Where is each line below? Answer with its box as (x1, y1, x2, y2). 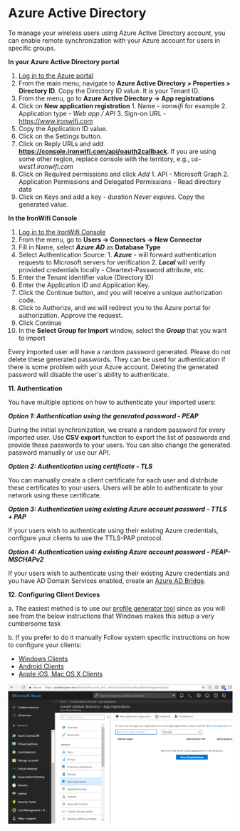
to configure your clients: (8, 640, 82, 649)
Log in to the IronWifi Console (18, 227, 106, 236)
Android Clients (18, 661, 64, 671)
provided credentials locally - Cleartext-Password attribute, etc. (18, 265, 206, 274)
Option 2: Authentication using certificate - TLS (8, 462, 152, 470)
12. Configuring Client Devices (8, 590, 100, 599)
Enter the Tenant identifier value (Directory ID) (18, 273, 154, 282)
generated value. (18, 200, 68, 208)
